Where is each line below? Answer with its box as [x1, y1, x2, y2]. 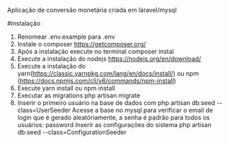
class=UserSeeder [17, 106, 71, 114]
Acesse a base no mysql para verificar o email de [71, 106, 213, 114]
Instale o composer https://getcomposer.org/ [17, 40, 146, 48]
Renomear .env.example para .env [17, 32, 116, 41]
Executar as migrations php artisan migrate [17, 91, 141, 99]
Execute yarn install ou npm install [17, 84, 116, 92]
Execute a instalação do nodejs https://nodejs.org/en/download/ [17, 55, 201, 63]
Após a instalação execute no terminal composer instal [17, 48, 174, 55]
